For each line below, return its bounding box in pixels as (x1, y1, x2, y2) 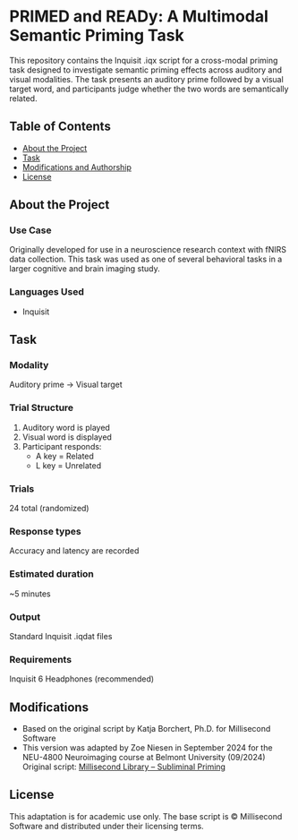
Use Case (9, 224, 52, 236)
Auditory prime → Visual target (9, 379, 123, 390)
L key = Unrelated (35, 459, 102, 471)
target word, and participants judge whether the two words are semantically (9, 83, 289, 94)
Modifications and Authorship (21, 161, 132, 172)
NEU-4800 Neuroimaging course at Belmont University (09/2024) (21, 752, 266, 763)
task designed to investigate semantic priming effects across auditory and (9, 64, 283, 75)
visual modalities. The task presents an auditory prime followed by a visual (9, 73, 284, 84)
